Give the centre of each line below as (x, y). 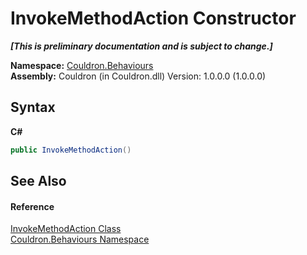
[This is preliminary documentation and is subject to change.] (141, 46)
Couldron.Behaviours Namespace (80, 239)
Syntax (33, 107)
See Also (38, 181)
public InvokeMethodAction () (71, 150)
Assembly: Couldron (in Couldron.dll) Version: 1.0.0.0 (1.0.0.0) (138, 76)
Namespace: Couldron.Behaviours (82, 65)
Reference (32, 206)
